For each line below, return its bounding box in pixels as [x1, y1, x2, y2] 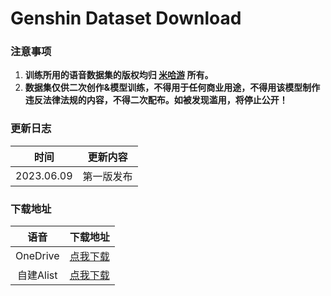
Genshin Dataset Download [10, 7, 242, 30]
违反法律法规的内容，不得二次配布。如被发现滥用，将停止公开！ [24, 94, 288, 106]
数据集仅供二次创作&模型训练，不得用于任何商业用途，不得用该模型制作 [24, 82, 321, 94]
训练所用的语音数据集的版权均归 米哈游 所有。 [24, 69, 214, 81]
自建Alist [17, 268, 58, 282]
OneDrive [15, 249, 60, 263]
